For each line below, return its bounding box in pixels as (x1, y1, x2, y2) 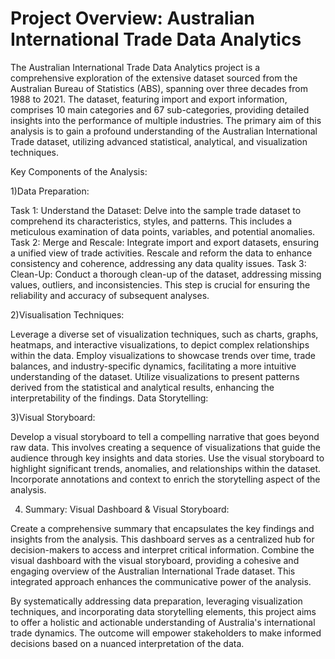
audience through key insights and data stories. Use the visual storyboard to (10, 452, 325, 464)
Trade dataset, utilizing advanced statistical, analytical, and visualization (10, 135, 308, 147)
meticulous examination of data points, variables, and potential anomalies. (10, 225, 316, 237)
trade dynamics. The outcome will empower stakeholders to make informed (10, 627, 322, 639)
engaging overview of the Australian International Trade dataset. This (10, 565, 296, 577)
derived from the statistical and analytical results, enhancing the (10, 381, 275, 393)
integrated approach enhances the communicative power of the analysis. (10, 575, 312, 587)
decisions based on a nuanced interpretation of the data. (10, 637, 245, 649)
